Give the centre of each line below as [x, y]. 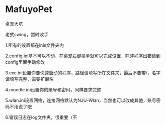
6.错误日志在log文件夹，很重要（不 [41, 117]
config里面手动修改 [25, 62]
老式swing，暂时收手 [27, 34]
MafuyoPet [29, 9]
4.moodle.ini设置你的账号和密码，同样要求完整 [53, 89]
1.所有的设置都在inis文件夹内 [35, 45]
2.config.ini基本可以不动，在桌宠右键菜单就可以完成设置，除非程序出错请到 [83, 56]
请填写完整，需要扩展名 [29, 79]
